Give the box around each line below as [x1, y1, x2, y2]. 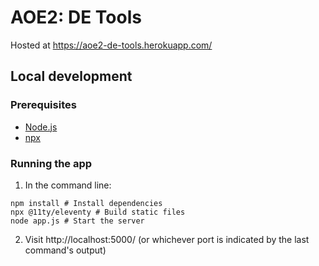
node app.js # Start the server [10, 216, 145, 226]
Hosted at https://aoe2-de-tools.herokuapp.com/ [10, 39, 213, 51]
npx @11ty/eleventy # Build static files [10, 207, 186, 217]
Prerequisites [10, 98, 77, 112]
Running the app [10, 156, 93, 170]
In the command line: [24, 179, 112, 191]
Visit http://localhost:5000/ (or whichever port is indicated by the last [24, 233, 310, 245]
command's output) [24, 244, 107, 256]
